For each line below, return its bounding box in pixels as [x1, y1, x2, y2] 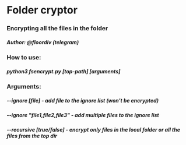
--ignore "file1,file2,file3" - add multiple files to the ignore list [6, 112, 159, 119]
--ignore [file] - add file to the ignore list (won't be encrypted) [6, 97, 159, 104]
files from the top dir [6, 132, 58, 140]
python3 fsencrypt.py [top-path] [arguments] [6, 68, 121, 75]
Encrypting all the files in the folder [6, 24, 108, 33]
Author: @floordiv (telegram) [6, 38, 79, 45]
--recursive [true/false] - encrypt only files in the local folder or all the [6, 126, 180, 133]
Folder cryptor [6, 3, 78, 17]
